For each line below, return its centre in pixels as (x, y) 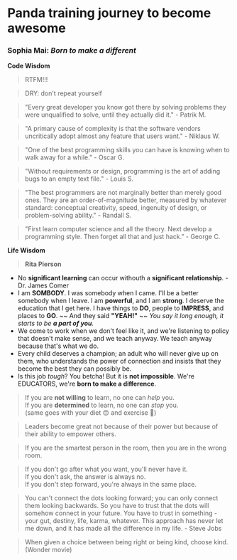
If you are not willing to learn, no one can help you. (100, 398)
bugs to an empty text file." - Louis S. (79, 179)
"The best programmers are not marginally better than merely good (123, 193)
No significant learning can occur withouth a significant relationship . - (123, 278)
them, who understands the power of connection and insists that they (119, 361)
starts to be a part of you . (56, 323)
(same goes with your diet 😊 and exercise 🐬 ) (90, 413)
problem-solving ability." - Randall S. (78, 216)
